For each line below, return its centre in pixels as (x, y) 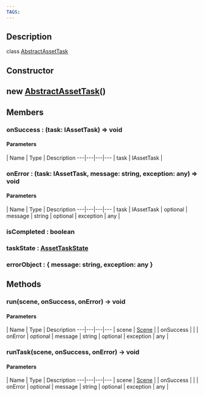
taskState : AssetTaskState (47, 248)
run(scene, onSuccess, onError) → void (66, 301)
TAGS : (13, 12)
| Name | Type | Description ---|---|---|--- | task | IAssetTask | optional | (97, 209)
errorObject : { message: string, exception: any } (80, 265)
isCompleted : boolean (41, 232)
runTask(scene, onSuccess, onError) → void (73, 352)
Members (25, 112)
